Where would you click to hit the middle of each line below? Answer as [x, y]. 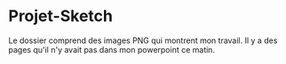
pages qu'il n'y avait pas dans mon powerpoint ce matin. [111, 49]
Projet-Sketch [60, 16]
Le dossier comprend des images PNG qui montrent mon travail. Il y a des [143, 40]
